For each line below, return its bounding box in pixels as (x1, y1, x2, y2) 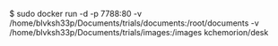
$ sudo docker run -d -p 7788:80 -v (9, 9, 142, 19)
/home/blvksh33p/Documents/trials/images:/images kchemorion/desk (9, 27, 269, 37)
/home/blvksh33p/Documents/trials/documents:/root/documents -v (9, 18, 260, 28)
